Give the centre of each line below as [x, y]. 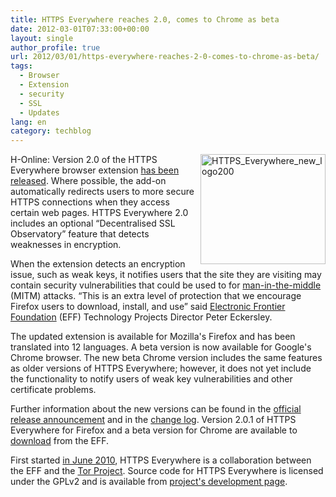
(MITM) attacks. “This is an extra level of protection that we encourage [156, 296]
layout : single [42, 38]
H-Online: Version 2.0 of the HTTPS [84, 160]
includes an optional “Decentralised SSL [93, 223]
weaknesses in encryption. [66, 245]
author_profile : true [55, 47]
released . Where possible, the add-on [88, 181]
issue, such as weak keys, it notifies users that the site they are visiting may [166, 275]
